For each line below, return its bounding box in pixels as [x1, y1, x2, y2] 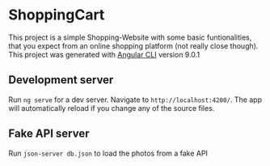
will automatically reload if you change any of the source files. [8, 103, 215, 113]
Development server [8, 73, 114, 87]
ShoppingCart [8, 6, 105, 24]
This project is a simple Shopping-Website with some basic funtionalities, [8, 32, 252, 42]
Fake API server [8, 127, 90, 141]
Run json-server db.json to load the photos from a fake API [8, 148, 209, 158]
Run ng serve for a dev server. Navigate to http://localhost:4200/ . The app [8, 95, 263, 104]
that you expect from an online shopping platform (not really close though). [8, 40, 259, 50]
